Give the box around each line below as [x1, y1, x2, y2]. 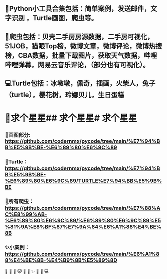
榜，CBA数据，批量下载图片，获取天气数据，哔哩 [5, 51, 157, 60]
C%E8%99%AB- [5, 211, 47, 218]
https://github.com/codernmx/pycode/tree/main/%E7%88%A [5, 205, 161, 212]
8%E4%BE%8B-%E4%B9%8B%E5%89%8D [5, 257, 117, 264]
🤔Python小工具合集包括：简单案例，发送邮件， [5, 4, 151, 13]
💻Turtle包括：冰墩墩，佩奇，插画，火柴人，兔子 [5, 79, 156, 88]
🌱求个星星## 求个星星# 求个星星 [5, 113, 137, 124]
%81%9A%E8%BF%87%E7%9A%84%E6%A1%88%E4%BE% [5, 223, 162, 230]
